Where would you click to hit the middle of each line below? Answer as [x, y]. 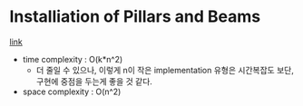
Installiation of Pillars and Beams [135, 17]
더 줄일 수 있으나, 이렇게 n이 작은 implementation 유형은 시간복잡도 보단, [165, 70]
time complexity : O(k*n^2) [73, 59]
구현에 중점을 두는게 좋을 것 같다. [94, 81]
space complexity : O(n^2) [72, 92]
